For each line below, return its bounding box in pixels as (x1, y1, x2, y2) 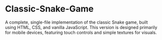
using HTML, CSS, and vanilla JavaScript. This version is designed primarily (5, 24, 158, 30)
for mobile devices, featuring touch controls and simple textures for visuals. (5, 29, 157, 35)
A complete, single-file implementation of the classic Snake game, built (5, 19, 148, 25)
